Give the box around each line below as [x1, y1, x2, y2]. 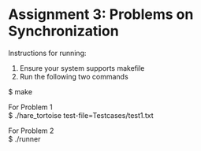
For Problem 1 [8, 102, 53, 112]
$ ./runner [8, 134, 41, 143]
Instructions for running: [8, 48, 87, 57]
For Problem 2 [8, 126, 54, 135]
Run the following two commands [19, 72, 128, 81]
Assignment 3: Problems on [8, 6, 194, 24]
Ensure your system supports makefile [19, 63, 145, 72]
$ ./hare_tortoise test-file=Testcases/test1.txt [8, 110, 154, 120]
